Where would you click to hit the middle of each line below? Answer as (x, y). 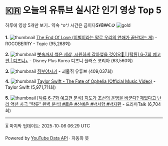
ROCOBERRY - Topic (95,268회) (38, 44)
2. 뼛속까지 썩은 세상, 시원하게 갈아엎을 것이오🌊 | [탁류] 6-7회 (78, 54)
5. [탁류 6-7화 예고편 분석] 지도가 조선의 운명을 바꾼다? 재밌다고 (81, 98)
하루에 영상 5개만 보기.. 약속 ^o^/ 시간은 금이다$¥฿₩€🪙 (60, 25)
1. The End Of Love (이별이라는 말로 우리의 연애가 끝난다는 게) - (81, 37)
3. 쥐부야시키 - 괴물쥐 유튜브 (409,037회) (59, 71)
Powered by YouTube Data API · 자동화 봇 (47, 138)
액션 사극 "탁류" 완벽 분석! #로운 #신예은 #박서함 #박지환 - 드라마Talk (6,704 (85, 104)
